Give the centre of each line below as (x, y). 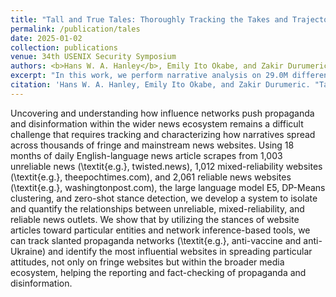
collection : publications (64, 47)
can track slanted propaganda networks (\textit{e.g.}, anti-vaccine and (156, 240)
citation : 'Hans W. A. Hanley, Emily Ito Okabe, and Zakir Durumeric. (160, 85)
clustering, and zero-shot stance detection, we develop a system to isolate (164, 198)
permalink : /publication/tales (75, 29)
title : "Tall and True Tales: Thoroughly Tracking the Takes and (149, 19)
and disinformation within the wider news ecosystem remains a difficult (157, 123)
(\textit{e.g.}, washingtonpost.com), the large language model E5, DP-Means (168, 187)
